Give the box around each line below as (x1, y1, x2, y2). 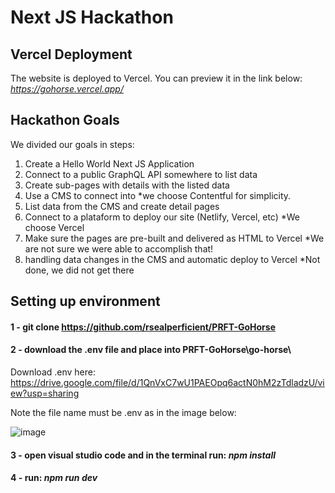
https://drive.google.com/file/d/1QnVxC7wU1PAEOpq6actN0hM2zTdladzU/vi (10, 377, 325, 388)
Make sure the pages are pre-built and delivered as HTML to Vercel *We (24, 232, 325, 244)
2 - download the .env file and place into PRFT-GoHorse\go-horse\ (10, 344, 292, 356)
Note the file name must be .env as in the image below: (10, 407, 237, 418)
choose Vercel (24, 221, 85, 233)
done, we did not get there (24, 264, 135, 276)
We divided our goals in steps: (10, 138, 135, 150)
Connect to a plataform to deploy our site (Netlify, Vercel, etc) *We (24, 211, 301, 223)
